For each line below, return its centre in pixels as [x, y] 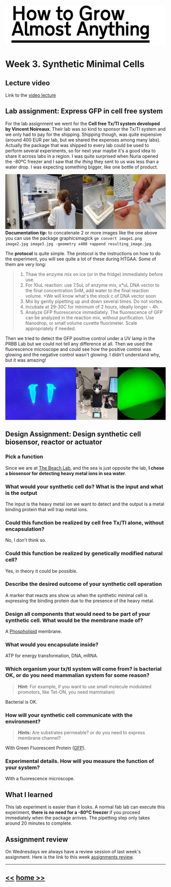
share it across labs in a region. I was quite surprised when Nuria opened [82, 156]
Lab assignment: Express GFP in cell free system [84, 111]
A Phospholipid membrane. [34, 632]
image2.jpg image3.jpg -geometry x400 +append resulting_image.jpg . [79, 244]
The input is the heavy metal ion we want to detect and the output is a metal [85, 504]
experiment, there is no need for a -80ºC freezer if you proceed [73, 812]
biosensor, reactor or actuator [54, 442]
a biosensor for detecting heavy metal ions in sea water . [66, 473]
